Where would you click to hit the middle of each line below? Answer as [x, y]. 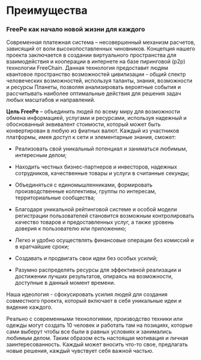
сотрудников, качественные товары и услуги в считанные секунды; [102, 173]
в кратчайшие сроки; [42, 247]
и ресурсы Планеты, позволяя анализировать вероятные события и [94, 87]
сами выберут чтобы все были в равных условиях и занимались [89, 332]
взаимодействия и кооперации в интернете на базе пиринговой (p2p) [96, 61]
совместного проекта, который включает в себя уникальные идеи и [94, 301]
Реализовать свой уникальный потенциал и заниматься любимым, [101, 149]
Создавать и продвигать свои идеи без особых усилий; [86, 258]
